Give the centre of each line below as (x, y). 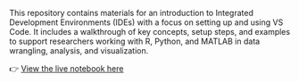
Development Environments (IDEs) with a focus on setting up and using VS (146, 22)
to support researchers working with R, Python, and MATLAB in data (135, 41)
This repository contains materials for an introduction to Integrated (132, 13)
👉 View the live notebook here (66, 69)
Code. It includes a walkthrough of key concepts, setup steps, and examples (150, 32)
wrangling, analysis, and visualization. (79, 51)
